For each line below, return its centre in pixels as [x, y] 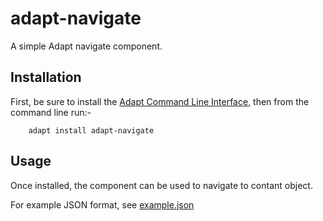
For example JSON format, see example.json [102, 204]
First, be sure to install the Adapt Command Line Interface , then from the [160, 101]
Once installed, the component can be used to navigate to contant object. [161, 185]
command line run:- [51, 112]
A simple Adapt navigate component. [86, 46]
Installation [46, 77]
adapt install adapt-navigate [91, 130]
